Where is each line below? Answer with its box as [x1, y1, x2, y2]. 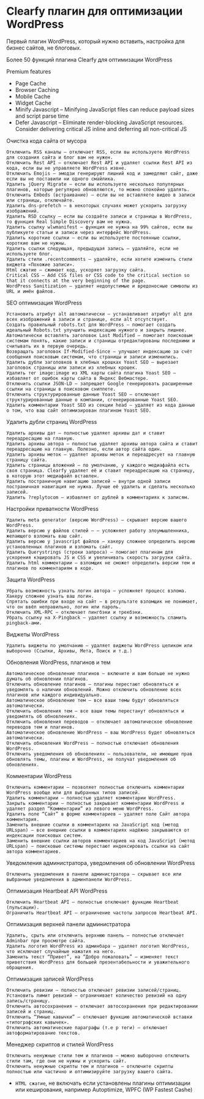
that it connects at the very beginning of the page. [6, 278, 147, 284]
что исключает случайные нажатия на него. [6, 948, 116, 954]
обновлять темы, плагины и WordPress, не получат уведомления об [6, 756, 176, 762]
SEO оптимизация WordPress [6, 299, 82, 306]
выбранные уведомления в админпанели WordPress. [6, 876, 133, 883]
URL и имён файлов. [6, 288, 56, 295]
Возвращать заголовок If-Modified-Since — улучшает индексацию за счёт [6, 348, 192, 355]
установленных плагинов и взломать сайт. [6, 543, 114, 549]
